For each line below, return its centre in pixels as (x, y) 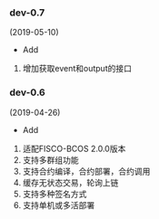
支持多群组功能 (50, 159)
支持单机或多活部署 (59, 205)
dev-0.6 (27, 92)
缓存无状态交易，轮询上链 (70, 182)
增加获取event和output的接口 (77, 69)
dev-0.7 (27, 13)
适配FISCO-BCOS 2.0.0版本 (74, 148)
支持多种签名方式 (55, 194)
